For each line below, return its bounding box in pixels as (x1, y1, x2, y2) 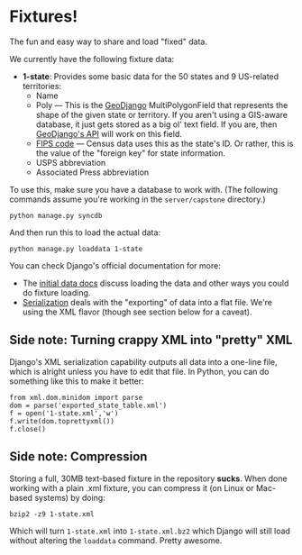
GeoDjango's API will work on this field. (35, 128, 183, 139)
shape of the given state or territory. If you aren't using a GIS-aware (35, 109, 288, 120)
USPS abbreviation (35, 157, 106, 168)
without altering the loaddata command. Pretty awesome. (9, 534, 223, 546)
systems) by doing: (34, 492, 105, 503)
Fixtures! (9, 6, 78, 27)
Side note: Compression (9, 449, 148, 465)
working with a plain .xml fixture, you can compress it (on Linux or (9, 482, 254, 493)
